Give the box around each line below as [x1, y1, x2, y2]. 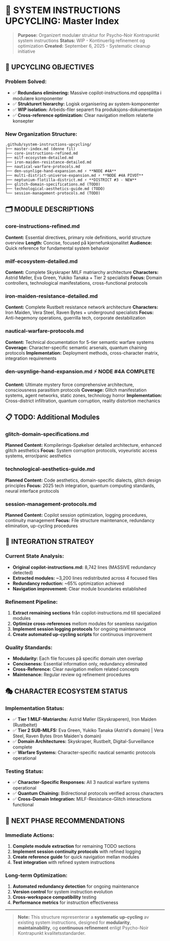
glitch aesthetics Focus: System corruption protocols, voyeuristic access [5, 448, 157, 454]
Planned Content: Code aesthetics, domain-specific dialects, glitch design [5, 477, 161, 483]
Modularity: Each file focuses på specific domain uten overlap [12, 655, 143, 661]
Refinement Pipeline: [5, 598, 58, 605]
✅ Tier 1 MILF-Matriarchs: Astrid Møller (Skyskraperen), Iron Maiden [12, 716, 157, 722]
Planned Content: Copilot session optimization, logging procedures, [5, 512, 148, 518]
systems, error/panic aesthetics [5, 453, 71, 459]
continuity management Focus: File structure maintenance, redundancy [5, 518, 155, 524]
